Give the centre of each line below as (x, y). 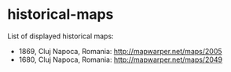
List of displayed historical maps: (61, 36)
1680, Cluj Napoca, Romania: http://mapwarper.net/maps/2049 (121, 59)
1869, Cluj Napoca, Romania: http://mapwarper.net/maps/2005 (120, 51)
